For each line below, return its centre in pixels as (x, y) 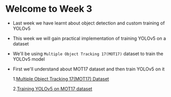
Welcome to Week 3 (49, 9)
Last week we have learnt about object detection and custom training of (89, 23)
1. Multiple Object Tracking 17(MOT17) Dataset (61, 79)
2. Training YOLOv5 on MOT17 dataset (52, 89)
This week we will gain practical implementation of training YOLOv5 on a (89, 38)
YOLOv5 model (29, 59)
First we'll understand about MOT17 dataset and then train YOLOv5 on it (89, 69)
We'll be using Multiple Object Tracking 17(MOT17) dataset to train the (88, 54)
